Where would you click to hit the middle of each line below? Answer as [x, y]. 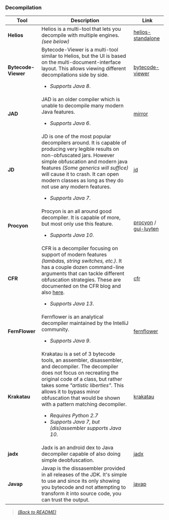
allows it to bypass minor [71, 392]
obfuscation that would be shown [81, 398]
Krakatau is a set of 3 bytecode [78, 354]
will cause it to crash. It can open [80, 174]
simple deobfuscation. [68, 460]
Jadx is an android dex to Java [77, 448]
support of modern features [74, 254]
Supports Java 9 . [70, 341]
